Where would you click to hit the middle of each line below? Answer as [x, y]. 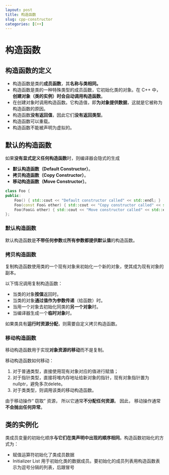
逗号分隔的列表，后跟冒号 [48, 467]
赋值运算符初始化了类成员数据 [43, 455]
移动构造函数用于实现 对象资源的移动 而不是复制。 [56, 350]
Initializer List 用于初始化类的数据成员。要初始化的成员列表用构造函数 [84, 461]
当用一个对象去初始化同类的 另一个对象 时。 [57, 307]
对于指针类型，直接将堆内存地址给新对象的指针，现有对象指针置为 [81, 378]
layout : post [19, 10]
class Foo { [18, 191]
